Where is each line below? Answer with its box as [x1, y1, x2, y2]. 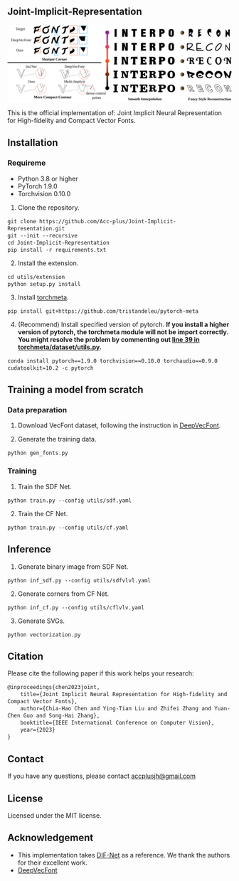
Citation [7, 650, 44, 662]
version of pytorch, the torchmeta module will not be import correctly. [17, 327, 229, 336]
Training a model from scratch [7, 384, 144, 396]
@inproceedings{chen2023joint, [7, 684, 100, 691]
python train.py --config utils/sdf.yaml [7, 497, 132, 504]
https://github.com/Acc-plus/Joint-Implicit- [38, 218, 176, 225]
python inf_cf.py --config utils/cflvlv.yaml [7, 604, 144, 611]
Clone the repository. [17, 203, 80, 212]
